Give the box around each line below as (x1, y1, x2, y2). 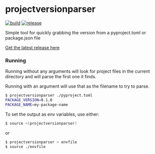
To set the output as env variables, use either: (5, 111, 99, 117)
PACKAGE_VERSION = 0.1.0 (5, 98, 52, 103)
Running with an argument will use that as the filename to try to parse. (5, 83, 149, 89)
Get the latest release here (5, 44, 60, 50)
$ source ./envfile (5, 144, 46, 149)
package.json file (5, 35, 41, 41)
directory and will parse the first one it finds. (5, 74, 96, 80)
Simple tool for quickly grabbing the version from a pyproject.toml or (5, 29, 146, 35)
